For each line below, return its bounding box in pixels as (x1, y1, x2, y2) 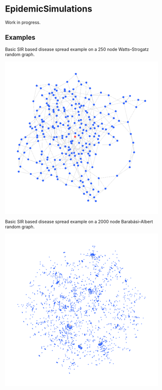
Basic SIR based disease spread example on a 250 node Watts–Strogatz (5, 46, 149, 52)
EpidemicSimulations (5, 3, 93, 15)
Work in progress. (5, 19, 41, 25)
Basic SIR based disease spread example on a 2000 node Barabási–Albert (5, 218, 153, 224)
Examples (5, 33, 35, 42)
